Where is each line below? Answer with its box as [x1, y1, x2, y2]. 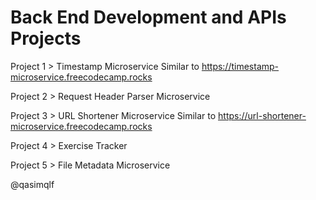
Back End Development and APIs [10, 6, 287, 29]
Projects [10, 27, 82, 50]
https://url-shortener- [218, 109, 307, 121]
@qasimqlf [10, 178, 55, 190]
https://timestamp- [201, 60, 280, 72]
